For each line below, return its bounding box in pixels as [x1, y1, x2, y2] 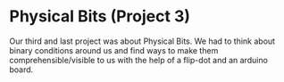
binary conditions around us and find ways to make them [9, 45, 219, 55]
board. [9, 64, 34, 75]
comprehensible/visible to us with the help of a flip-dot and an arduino [9, 54, 268, 65]
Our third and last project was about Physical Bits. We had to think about [9, 36, 275, 46]
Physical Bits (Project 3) [9, 6, 190, 27]
